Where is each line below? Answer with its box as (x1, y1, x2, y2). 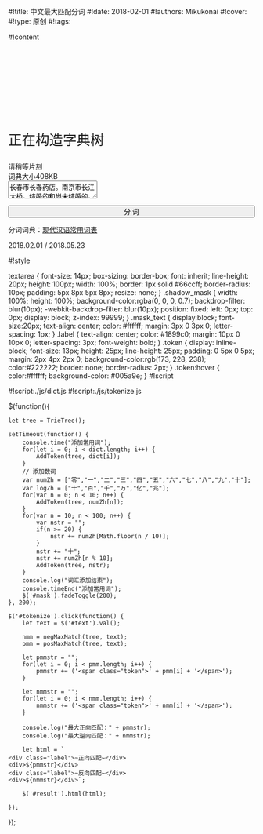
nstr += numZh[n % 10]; (36, 555, 113, 563)
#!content (8, 32, 40, 42)
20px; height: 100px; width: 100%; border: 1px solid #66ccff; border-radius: (8, 279, 251, 289)
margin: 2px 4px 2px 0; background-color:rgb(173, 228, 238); (8, 355, 207, 363)
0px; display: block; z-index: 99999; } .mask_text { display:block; (8, 313, 218, 322)
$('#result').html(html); (22, 790, 107, 798)
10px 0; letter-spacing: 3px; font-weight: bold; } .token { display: (8, 338, 214, 347)
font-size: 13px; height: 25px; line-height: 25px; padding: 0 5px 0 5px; (30, 346, 255, 355)
